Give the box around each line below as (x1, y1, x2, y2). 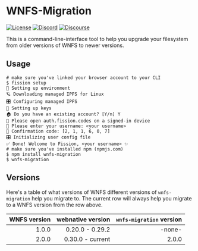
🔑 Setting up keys (6, 105, 52, 111)
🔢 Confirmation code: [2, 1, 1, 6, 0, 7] (6, 128, 111, 134)
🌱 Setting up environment (6, 85, 70, 91)
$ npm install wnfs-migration (6, 151, 81, 157)
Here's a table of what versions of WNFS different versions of (6, 189, 157, 196)
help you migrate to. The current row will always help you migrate (32, 194, 192, 202)
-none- (160, 225, 183, 233)
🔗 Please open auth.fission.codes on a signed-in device (6, 118, 150, 124)
